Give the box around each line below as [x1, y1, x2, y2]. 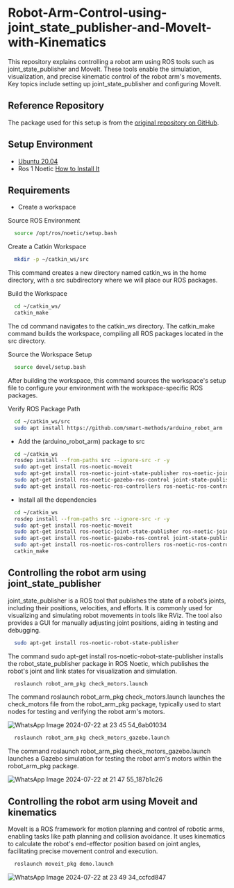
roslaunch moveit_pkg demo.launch [14, 861, 114, 868]
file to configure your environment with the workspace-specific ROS [8, 383, 203, 392]
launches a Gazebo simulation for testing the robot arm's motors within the [8, 754, 222, 763]
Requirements [8, 184, 70, 196]
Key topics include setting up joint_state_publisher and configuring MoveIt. [8, 79, 222, 88]
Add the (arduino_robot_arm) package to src [17, 437, 145, 445]
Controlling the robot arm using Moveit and [8, 795, 199, 807]
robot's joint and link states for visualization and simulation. [8, 667, 178, 675]
